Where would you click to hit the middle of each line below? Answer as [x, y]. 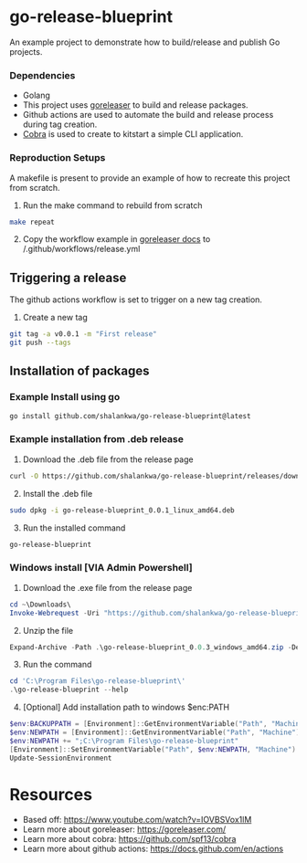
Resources [51, 794]
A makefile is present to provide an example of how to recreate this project [150, 178]
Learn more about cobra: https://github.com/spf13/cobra [129, 839]
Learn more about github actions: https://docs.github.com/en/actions [153, 849]
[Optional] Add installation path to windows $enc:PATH [126, 707]
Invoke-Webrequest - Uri [55, 613]
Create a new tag [55, 318]
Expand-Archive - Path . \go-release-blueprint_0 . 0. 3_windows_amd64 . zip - [151, 647]
